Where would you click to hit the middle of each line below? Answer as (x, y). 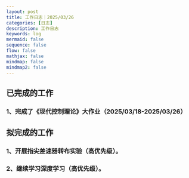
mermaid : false (25, 39)
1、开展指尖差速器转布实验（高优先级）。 (64, 151)
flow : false (21, 51)
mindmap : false (25, 62)
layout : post (22, 12)
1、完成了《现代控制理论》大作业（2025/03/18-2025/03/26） (96, 111)
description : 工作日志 (32, 28)
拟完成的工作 (30, 133)
